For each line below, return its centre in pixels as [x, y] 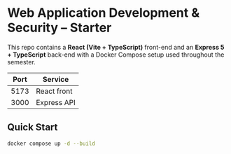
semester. [22, 62]
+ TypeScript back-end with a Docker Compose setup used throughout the [116, 55]
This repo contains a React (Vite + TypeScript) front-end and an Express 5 [116, 47]
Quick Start [33, 127]
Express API [56, 102]
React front [54, 91]
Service [56, 79]
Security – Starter [59, 28]
